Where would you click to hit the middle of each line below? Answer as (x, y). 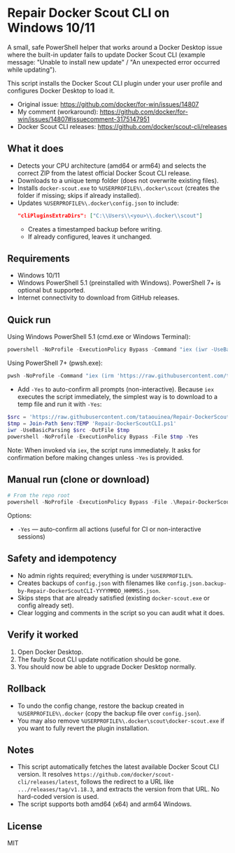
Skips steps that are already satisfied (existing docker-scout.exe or (113, 598)
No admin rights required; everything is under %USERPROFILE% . (105, 575)
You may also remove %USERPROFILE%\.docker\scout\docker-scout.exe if (121, 720)
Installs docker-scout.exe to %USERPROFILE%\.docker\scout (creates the (119, 188)
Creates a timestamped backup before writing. (95, 229)
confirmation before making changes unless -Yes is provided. (95, 457)
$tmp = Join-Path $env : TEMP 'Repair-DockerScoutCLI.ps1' (92, 423)
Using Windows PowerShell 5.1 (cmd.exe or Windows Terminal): (99, 337)
